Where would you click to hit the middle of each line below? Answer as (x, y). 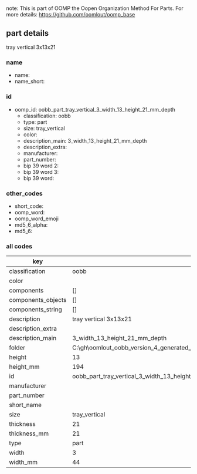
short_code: (29, 206)
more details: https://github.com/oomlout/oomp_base (71, 15)
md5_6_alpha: (31, 224)
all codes (19, 246)
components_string (36, 310)
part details (28, 33)
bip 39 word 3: (41, 172)
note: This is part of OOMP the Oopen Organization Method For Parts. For (95, 8)
